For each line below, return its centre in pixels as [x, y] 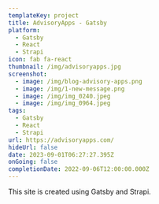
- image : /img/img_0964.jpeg [63, 103]
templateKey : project [44, 15]
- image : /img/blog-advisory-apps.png [79, 81]
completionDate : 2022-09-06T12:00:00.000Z [79, 169]
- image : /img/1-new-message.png [70, 89]
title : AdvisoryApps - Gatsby [58, 23]
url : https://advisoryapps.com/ [61, 140]
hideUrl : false [33, 147]
